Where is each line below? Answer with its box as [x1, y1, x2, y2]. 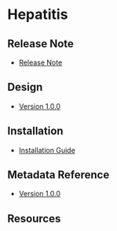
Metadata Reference [7, 168, 110, 182]
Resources [7, 211, 61, 225]
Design [7, 80, 43, 94]
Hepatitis [7, 6, 68, 24]
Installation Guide [18, 145, 75, 155]
